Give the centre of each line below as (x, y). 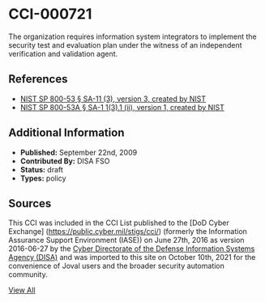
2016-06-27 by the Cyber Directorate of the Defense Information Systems (132, 249)
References (38, 79)
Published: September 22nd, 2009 (79, 152)
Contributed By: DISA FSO (65, 161)
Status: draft (41, 169)
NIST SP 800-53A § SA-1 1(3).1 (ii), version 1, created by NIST (122, 107)
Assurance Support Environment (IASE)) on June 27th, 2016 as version (126, 240)
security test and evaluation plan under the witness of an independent (125, 45)
